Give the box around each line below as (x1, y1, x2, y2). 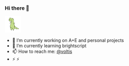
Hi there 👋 (5, 5, 30, 12)
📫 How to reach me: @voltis (12, 48, 72, 55)
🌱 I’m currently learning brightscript (12, 43, 87, 49)
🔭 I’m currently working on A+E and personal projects (12, 38, 124, 44)
